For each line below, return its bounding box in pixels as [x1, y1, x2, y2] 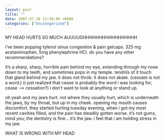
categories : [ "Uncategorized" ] [5, 21, 69, 26]
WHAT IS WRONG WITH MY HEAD [5, 130, 75, 136]
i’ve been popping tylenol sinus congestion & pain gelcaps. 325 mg [5, 44, 141, 50]
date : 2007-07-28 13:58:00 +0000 [5, 16, 74, 21]
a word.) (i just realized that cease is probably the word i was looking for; [5, 80, 153, 86]
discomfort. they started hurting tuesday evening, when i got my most [5, 105, 146, 111]
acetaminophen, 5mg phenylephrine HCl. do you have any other [5, 49, 135, 55]
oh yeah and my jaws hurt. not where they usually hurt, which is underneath [5, 95, 159, 101]
